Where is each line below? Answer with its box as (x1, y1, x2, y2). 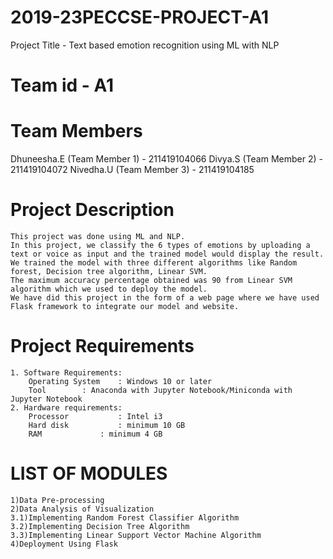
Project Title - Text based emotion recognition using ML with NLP (10, 39, 280, 51)
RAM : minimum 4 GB (28, 429, 163, 439)
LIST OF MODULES (10, 462, 168, 485)
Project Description (10, 199, 175, 221)
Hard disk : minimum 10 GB (28, 420, 186, 430)
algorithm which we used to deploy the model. (10, 284, 208, 294)
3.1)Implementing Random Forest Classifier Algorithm (10, 512, 240, 523)
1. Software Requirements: (10, 367, 123, 378)
